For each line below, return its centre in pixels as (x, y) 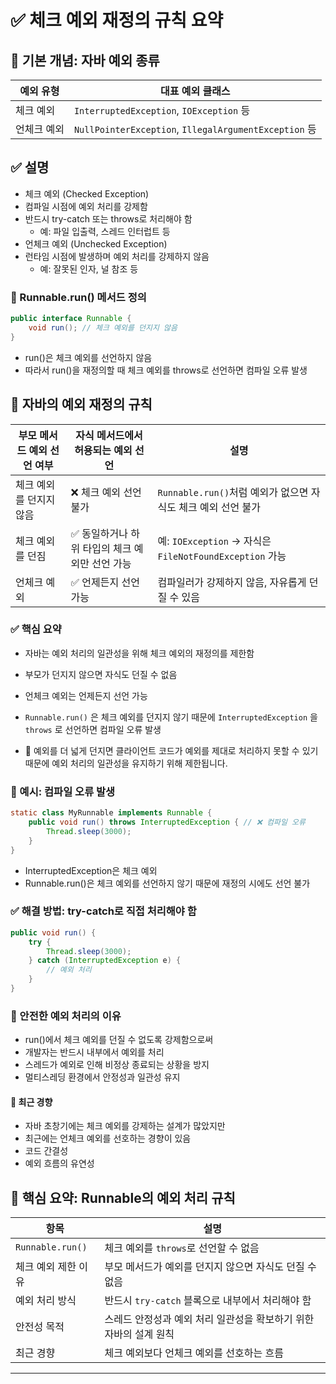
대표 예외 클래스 (195, 91)
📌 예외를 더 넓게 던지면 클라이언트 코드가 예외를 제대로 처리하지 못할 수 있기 (171, 750)
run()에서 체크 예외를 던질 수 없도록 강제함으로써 (119, 1040)
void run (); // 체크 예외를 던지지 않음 (103, 327)
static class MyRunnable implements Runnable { (111, 813)
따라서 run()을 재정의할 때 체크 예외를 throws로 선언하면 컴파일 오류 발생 (166, 370)
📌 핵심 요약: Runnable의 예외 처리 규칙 (123, 1197)
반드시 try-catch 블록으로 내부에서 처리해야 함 (208, 1301)
